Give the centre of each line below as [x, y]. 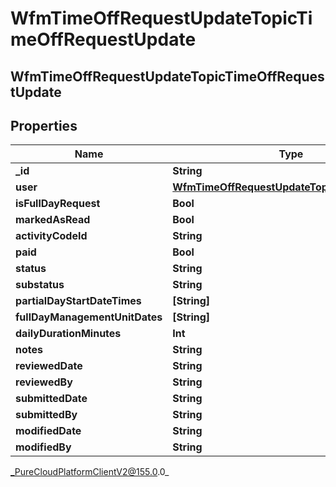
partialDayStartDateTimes [78, 301]
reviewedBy [44, 382]
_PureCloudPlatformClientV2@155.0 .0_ [90, 472]
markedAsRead [53, 220]
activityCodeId [51, 236]
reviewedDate [49, 366]
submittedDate [51, 399]
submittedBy [46, 415]
